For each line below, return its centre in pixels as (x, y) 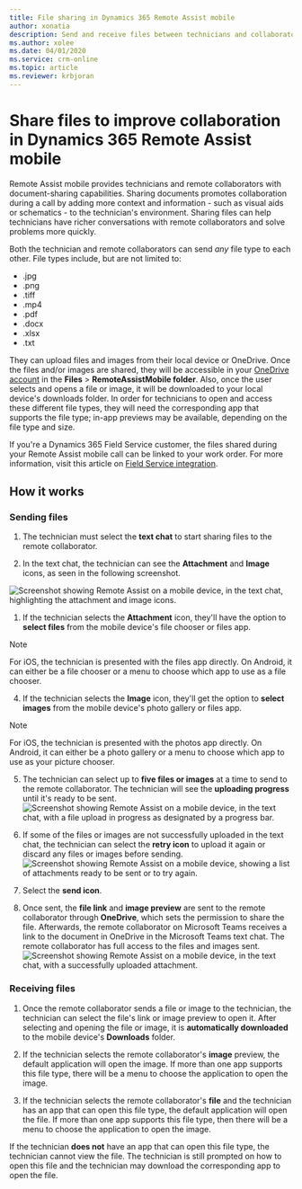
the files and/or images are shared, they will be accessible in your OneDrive (149, 369)
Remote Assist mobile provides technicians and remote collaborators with (145, 183)
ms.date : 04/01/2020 (48, 51)
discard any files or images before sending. (102, 854)
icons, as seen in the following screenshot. (102, 573)
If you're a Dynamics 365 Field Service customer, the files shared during (143, 444)
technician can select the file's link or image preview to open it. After (149, 1017)
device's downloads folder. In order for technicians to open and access (141, 398)
